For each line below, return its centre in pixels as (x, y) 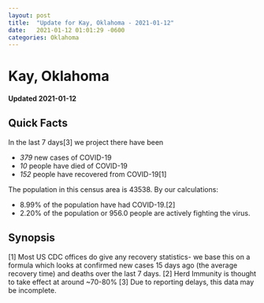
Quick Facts (38, 123)
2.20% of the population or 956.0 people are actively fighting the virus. (135, 212)
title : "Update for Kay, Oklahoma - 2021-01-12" (91, 23)
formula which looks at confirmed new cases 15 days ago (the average (123, 265)
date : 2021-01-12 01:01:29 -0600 (67, 30)
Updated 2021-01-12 (43, 98)
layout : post (30, 15)
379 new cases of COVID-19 (65, 157)
